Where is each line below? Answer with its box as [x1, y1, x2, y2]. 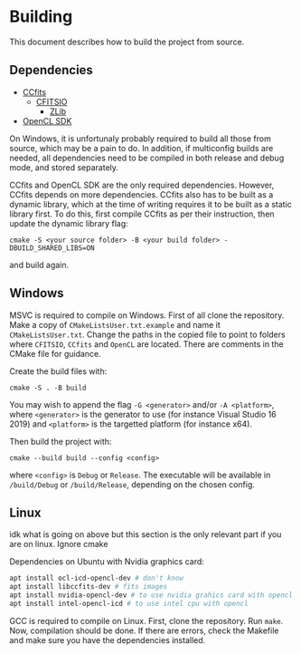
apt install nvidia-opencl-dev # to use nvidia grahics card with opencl [9, 591, 294, 600]
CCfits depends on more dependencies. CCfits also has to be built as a [9, 188, 274, 200]
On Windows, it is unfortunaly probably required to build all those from [9, 133, 271, 144]
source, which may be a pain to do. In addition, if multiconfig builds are [9, 142, 274, 153]
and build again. [9, 259, 70, 270]
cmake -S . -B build [9, 383, 88, 392]
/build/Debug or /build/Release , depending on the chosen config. [9, 478, 256, 490]
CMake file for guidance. [9, 348, 101, 359]
